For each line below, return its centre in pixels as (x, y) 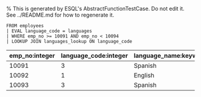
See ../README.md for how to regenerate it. (60, 15)
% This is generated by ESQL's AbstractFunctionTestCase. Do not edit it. (95, 9)
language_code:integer (95, 56)
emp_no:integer (32, 56)
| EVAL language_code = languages (49, 31)
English (144, 75)
